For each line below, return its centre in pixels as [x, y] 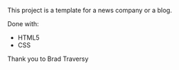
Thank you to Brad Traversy [48, 59]
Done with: [23, 24]
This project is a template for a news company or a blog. [90, 10]
